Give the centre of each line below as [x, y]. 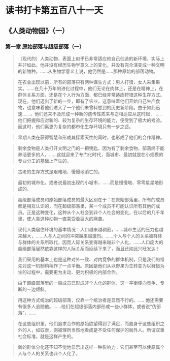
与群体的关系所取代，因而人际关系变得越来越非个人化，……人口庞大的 [90, 242]
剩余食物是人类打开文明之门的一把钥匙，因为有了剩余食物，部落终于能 [91, 148]
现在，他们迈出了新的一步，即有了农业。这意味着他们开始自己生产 [87, 101]
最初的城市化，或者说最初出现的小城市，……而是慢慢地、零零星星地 [88, 182]
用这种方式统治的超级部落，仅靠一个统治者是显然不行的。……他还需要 [90, 300]
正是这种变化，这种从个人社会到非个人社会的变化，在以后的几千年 [96, 212]
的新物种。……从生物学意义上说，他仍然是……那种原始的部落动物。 [88, 71]
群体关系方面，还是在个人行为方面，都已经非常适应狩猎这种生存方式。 [91, 95]
